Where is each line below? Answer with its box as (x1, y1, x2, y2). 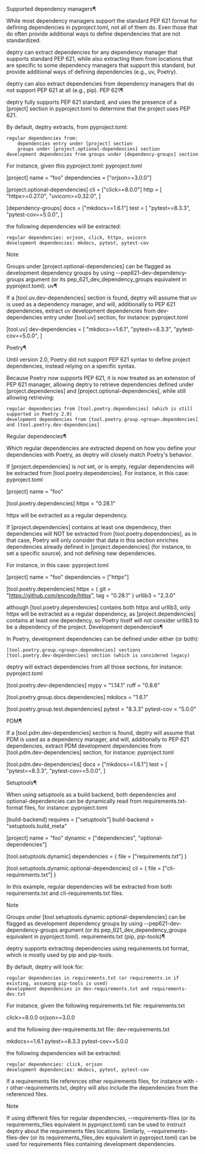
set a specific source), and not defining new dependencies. (6, 549, 156, 557)
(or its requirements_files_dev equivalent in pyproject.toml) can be (30, 1134, 197, 1141)
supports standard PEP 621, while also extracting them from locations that (6, 55, 193, 62)
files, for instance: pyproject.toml (24, 804, 108, 811)
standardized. (6, 37, 41, 44)
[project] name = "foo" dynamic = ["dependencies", (6, 834, 137, 842)
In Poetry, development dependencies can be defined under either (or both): (6, 635, 199, 642)
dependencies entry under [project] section (17, 141, 133, 147)
